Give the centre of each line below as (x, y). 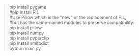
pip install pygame (28, 7)
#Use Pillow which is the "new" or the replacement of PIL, (68, 17)
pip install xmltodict (29, 43)
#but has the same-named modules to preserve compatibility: (72, 22)
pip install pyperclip (29, 38)
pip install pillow (26, 28)
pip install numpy (27, 33)
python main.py (25, 48)
